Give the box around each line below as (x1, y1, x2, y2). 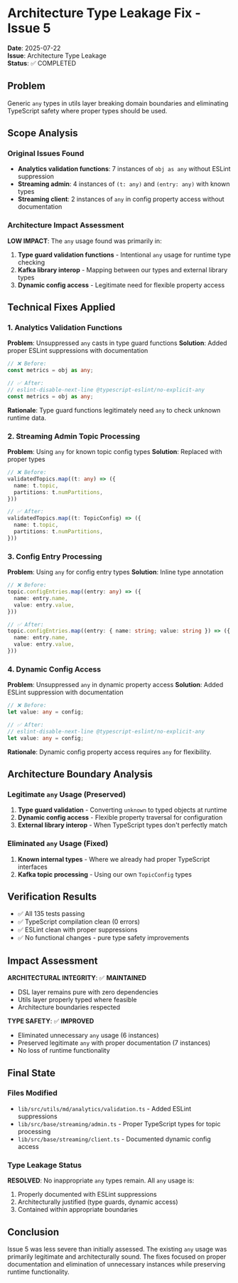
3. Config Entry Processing (7, 551, 102, 561)
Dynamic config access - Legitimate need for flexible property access (17, 280, 225, 289)
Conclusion (7, 1226, 60, 1238)
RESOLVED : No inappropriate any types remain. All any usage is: (7, 1176, 195, 1185)
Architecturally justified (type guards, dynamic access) (17, 1197, 179, 1206)
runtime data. (7, 413, 47, 422)
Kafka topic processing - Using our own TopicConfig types (17, 870, 192, 878)
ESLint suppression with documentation (7, 688, 124, 696)
